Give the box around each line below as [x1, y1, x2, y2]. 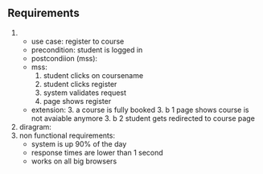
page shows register [43, 96, 112, 106]
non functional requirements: [18, 130, 116, 140]
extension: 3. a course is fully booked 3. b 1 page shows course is [31, 105, 249, 114]
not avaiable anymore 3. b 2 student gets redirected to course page [31, 113, 255, 123]
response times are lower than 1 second [31, 147, 164, 157]
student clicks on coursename [43, 70, 144, 80]
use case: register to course [31, 36, 125, 46]
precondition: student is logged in [31, 44, 143, 55]
